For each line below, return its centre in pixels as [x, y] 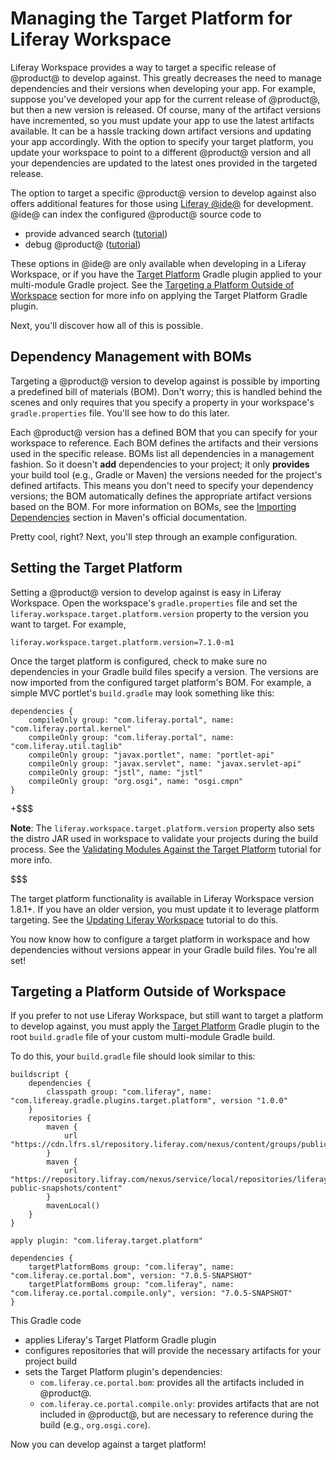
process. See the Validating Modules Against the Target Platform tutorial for [166, 849]
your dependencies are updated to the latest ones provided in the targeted [164, 163]
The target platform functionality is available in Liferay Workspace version [162, 898]
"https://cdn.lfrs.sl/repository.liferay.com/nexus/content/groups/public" [171, 1145]
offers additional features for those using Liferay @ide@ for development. [162, 203]
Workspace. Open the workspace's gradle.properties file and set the [154, 603]
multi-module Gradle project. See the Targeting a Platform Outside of [152, 284]
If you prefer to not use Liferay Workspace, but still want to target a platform [167, 1016]
